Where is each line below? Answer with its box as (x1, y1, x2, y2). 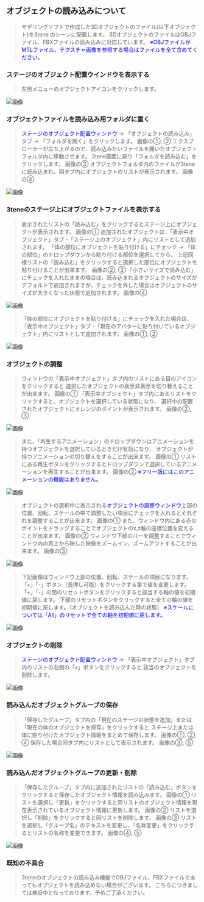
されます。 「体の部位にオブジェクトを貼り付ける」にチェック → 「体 (21, 243, 196, 250)
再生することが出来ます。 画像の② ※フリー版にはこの (47, 468, 185, 475)
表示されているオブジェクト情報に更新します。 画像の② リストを (26, 806, 192, 814)
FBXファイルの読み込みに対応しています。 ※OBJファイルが (42, 38, 191, 46)
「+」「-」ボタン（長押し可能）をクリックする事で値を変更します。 (21, 581, 190, 588)
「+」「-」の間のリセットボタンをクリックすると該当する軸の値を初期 (21, 589, 196, 595)
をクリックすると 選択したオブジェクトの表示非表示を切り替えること (21, 383, 194, 389)
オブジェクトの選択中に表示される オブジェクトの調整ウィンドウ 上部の (21, 502, 198, 509)
